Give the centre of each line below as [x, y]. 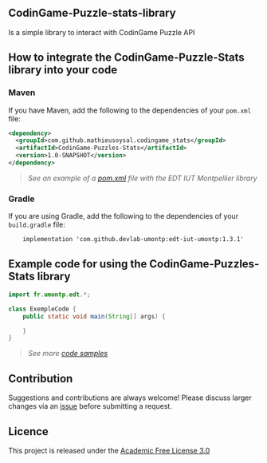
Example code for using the [78, 264]
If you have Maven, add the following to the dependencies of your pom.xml [130, 110]
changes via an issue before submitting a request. [90, 406]
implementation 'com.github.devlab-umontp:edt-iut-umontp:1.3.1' [133, 239]
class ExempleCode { [43, 309]
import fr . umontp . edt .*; [49, 295]
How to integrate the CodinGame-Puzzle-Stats [126, 58]
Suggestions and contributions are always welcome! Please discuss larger [130, 398]
